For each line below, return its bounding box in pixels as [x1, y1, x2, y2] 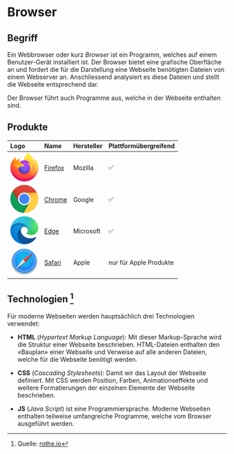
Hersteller [72, 142, 103, 150]
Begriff [7, 32, 38, 44]
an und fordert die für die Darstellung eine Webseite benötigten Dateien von [7, 66, 225, 73]
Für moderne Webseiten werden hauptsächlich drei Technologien [7, 312, 195, 320]
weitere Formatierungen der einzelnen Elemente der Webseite [17, 383, 195, 392]
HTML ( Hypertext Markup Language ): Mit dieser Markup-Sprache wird [17, 332, 221, 341]
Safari [44, 258, 61, 266]
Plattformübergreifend [108, 142, 175, 150]
